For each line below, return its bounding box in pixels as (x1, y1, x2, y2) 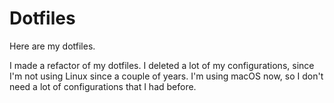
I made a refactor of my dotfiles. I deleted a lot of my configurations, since (9, 59, 315, 71)
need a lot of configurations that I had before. (9, 80, 197, 92)
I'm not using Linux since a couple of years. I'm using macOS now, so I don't (9, 70, 324, 82)
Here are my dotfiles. (9, 40, 96, 52)
